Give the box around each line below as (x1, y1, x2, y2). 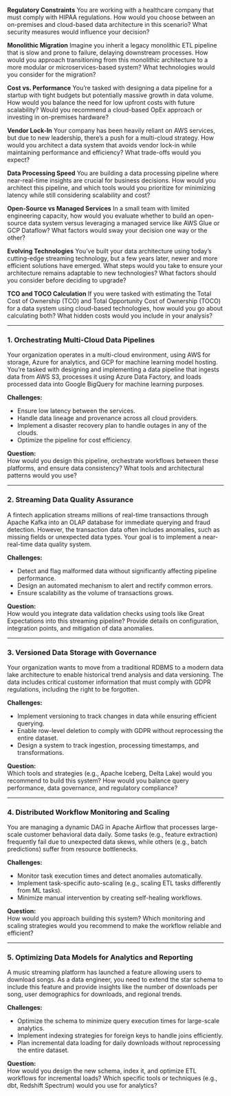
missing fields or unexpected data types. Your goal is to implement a (7, 533, 201, 541)
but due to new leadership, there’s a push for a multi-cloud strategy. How (7, 134, 214, 142)
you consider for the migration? (7, 70, 96, 79)
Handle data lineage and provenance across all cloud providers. (16, 414, 198, 422)
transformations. (16, 748, 65, 756)
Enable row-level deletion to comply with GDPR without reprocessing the (16, 726, 223, 734)
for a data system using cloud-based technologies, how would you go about (7, 304, 223, 312)
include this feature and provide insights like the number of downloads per (7, 983, 218, 991)
